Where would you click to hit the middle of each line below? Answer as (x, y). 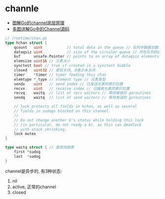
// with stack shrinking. (41, 129)
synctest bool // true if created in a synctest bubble (72, 66)
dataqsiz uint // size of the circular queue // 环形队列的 (86, 52)
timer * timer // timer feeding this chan (60, 75)
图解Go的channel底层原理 (38, 23)
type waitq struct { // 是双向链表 (40, 147)
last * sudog (27, 156)
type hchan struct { (26, 43)
